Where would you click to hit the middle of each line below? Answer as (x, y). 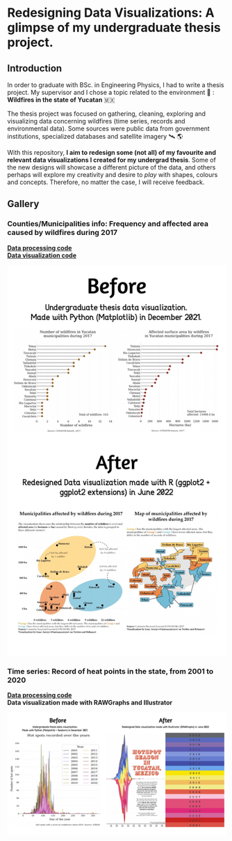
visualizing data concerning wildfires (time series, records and (96, 121)
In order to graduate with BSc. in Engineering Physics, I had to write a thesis (116, 85)
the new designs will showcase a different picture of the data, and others (111, 167)
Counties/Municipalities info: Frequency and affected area (108, 224)
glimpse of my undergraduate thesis (114, 28)
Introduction (35, 68)
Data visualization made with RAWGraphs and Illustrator (90, 702)
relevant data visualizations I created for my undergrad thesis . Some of (112, 160)
